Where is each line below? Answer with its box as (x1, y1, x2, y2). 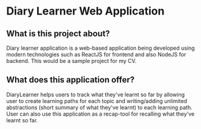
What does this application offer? (6, 74, 135, 85)
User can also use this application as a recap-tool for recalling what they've (6, 110, 195, 117)
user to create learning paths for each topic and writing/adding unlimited (6, 97, 188, 104)
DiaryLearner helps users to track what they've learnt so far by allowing (6, 91, 185, 98)
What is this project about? (6, 28, 110, 39)
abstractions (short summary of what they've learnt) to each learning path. (6, 104, 193, 111)
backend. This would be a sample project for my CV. (6, 58, 137, 64)
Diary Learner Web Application (6, 4, 165, 18)
